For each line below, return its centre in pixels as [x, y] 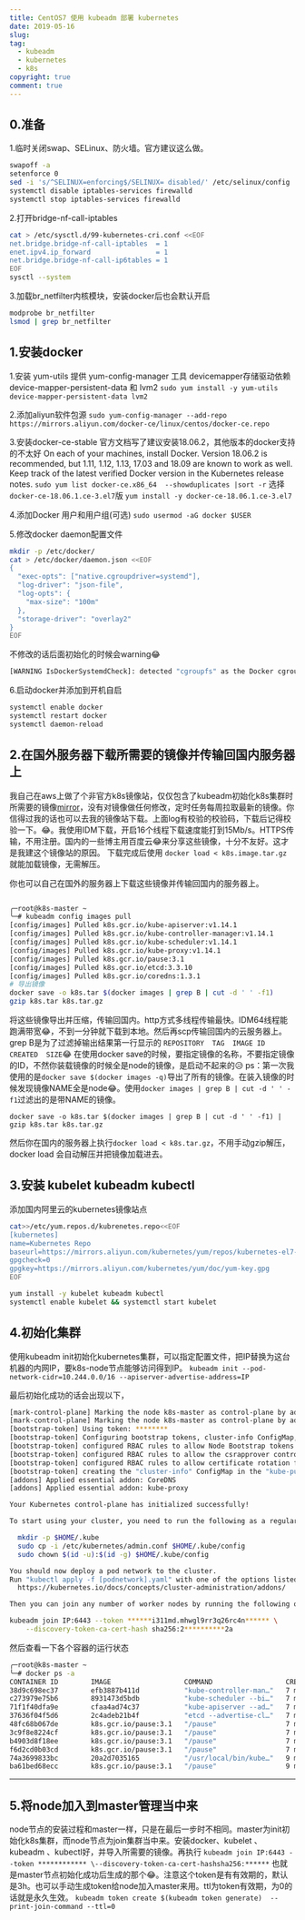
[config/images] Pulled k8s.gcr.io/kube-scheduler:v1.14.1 [123, 943]
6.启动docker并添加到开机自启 [66, 690]
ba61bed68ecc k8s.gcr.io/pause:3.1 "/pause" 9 [150, 1766]
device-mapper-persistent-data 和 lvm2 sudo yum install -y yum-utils [144, 387]
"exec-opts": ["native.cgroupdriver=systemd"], [109, 577]
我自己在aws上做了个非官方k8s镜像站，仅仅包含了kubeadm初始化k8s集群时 [151, 795]
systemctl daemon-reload [56, 724]
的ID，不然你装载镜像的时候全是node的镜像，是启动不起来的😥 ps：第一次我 [152, 1066]
